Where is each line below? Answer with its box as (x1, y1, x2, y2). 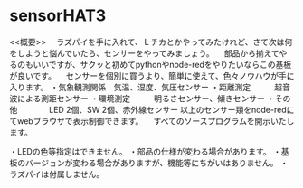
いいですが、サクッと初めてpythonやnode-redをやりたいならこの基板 (33, 59, 292, 70)
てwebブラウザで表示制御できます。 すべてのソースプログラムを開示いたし (9, 115, 295, 127)
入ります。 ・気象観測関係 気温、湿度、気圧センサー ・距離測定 (9, 81, 251, 92)
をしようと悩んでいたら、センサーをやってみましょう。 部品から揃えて (9, 47, 279, 59)
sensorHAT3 (9, 5, 107, 26)
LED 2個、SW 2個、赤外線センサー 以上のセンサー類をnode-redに (48, 104, 295, 115)
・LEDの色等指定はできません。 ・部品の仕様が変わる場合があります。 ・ (9, 146, 282, 156)
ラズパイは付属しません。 (9, 168, 105, 179)
